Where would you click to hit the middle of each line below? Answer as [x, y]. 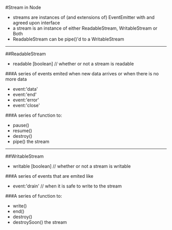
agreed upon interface [36, 23]
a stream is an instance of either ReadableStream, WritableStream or [85, 28]
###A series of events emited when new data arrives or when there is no [82, 74]
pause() [21, 125]
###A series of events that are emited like [49, 176]
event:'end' [25, 95]
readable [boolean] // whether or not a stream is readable [73, 64]
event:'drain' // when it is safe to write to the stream [67, 186]
